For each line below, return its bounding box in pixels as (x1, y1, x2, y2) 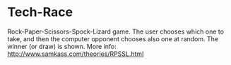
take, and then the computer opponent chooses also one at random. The (7, 34, 219, 43)
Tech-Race (7, 4, 73, 20)
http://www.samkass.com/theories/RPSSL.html (7, 50, 144, 58)
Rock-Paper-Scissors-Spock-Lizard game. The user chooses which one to (7, 27, 225, 36)
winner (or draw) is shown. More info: (7, 42, 117, 50)
